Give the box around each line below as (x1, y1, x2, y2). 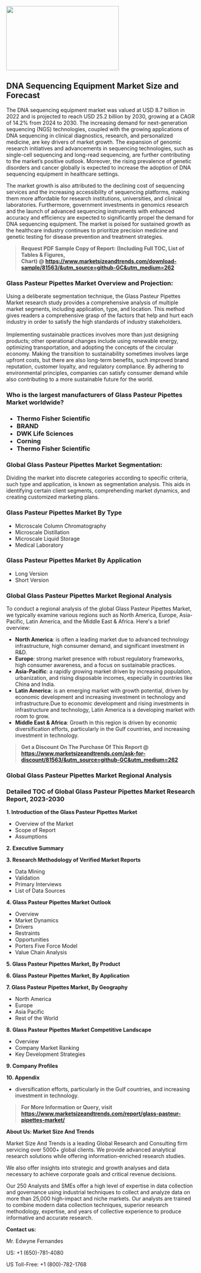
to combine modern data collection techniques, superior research (6, 1201, 169, 1209)
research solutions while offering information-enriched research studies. (6, 1153, 186, 1160)
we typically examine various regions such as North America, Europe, (6, 611, 178, 619)
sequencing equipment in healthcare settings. (6, 170, 120, 177)
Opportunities (14, 936, 49, 943)
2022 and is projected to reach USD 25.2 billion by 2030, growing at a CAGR (6, 113, 195, 120)
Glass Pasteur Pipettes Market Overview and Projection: (6, 279, 173, 287)
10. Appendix (6, 1074, 40, 1081)
